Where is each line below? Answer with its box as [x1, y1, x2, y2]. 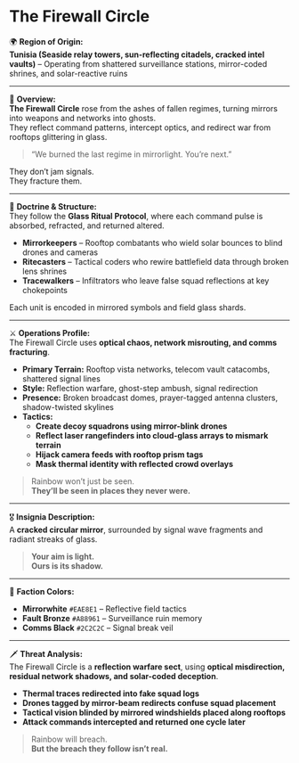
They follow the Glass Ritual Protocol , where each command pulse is [9, 210, 263, 221]
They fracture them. [9, 176, 83, 186]
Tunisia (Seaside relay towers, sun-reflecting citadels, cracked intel [9, 49, 265, 60]
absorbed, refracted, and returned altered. [9, 220, 165, 231]
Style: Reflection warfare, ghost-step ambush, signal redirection [21, 382, 259, 393]
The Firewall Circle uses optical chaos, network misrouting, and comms [9, 337, 278, 348]
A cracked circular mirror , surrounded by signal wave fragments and [9, 524, 263, 535]
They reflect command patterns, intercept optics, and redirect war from [9, 122, 271, 133]
